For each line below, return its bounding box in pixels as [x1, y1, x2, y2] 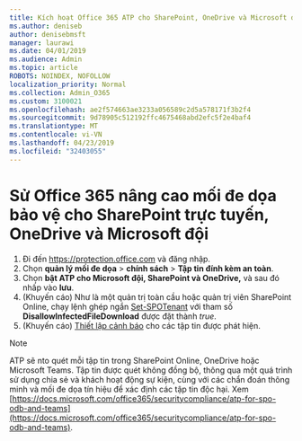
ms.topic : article [9, 64, 78, 73]
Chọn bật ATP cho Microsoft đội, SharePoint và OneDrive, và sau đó [22, 272, 280, 283]
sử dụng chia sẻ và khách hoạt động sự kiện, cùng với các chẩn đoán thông [9, 374, 290, 384]
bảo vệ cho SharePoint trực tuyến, [9, 204, 270, 225]
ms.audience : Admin [9, 55, 83, 64]
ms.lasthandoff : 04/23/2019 [9, 138, 115, 147]
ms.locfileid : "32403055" [9, 146, 106, 155]
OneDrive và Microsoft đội [9, 224, 209, 243]
